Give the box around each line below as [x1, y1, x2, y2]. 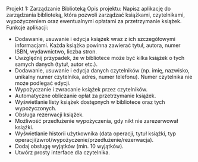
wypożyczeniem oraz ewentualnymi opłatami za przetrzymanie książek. [6, 18, 182, 24]
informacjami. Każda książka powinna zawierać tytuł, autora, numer [14, 42, 181, 49]
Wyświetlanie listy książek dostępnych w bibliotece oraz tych [14, 99, 165, 106]
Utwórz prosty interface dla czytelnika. [14, 149, 110, 156]
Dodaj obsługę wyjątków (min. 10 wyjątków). [14, 142, 124, 150]
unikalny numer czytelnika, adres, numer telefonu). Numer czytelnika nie [14, 74, 193, 80]
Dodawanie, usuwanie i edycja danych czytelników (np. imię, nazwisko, [14, 67, 190, 74]
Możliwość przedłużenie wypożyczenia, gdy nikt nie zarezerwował [14, 117, 178, 124]
